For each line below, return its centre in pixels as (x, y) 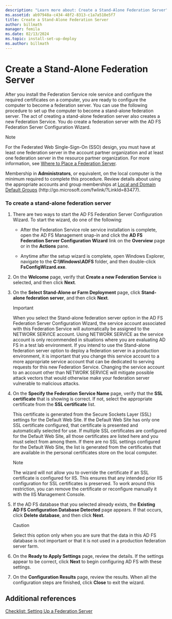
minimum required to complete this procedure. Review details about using (83, 179)
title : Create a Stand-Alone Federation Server (57, 20)
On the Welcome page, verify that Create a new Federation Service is (87, 277)
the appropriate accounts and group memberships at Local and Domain (81, 184)
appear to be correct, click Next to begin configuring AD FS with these (87, 561)
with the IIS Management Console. (49, 494)
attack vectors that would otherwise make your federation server (81, 378)
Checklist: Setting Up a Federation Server (49, 611)
